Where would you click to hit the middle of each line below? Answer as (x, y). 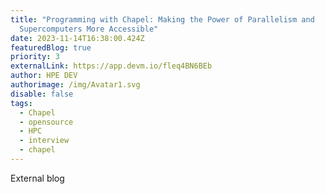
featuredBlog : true (51, 47)
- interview (44, 141)
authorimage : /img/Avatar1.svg (75, 85)
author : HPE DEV (44, 76)
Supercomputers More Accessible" (89, 29)
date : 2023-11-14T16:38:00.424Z (77, 38)
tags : (21, 103)
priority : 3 (35, 57)
